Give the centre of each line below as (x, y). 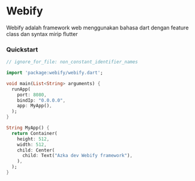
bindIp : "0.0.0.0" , (41, 100)
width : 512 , (32, 144)
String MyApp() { (28, 128)
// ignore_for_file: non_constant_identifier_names (72, 62)
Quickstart (22, 49)
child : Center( (36, 150)
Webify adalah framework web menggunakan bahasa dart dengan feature (97, 28)
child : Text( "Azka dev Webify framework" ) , (77, 156)
